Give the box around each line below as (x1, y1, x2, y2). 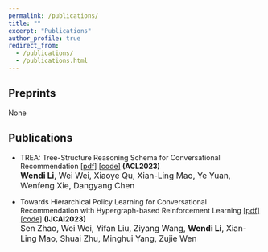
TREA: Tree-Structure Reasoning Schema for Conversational (19, 152, 221, 162)
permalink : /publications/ (8, 11, 99, 20)
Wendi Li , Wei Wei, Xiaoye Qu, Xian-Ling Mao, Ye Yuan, (19, 170, 231, 181)
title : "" (8, 19, 42, 27)
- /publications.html (15, 57, 89, 65)
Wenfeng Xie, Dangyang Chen (19, 180, 135, 191)
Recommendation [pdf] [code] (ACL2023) (19, 161, 161, 171)
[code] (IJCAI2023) (19, 214, 86, 224)
